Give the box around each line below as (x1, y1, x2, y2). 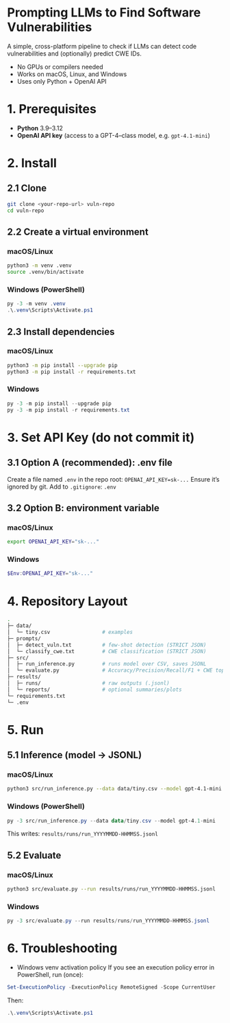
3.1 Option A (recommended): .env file (7, 457, 173, 469)
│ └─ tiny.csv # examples (7, 629, 133, 636)
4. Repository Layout (7, 593, 128, 609)
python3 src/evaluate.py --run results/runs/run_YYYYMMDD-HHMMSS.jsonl (7, 886, 216, 893)
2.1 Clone (7, 183, 47, 194)
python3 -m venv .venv (7, 262, 72, 269)
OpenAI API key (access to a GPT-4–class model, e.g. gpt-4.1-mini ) (16, 131, 210, 139)
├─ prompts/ (7, 635, 41, 642)
